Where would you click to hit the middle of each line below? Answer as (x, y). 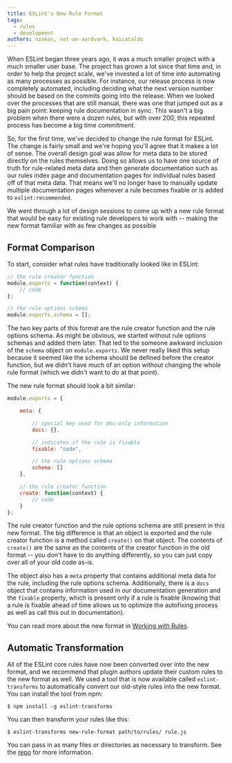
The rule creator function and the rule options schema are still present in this (116, 526)
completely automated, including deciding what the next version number (110, 89)
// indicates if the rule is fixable (86, 442)
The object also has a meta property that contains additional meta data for (112, 576)
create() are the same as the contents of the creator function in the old (109, 548)
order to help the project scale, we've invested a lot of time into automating (114, 74)
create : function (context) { (61, 493)
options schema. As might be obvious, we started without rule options (107, 336)
